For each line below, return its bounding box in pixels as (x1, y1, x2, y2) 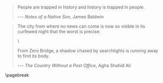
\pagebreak (5, 72, 29, 78)
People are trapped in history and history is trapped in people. (17, 4, 145, 10)
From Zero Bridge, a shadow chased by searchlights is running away (17, 48, 159, 53)
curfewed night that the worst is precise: (17, 29, 101, 34)
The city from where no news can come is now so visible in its (17, 23, 146, 29)
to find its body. (17, 53, 50, 59)
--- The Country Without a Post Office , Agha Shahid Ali (17, 63, 131, 68)
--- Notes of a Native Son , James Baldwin (17, 14, 104, 19)
